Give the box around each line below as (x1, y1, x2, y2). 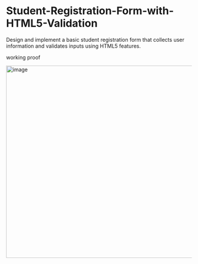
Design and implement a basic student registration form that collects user (6, 36, 184, 43)
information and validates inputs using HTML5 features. (6, 42, 141, 49)
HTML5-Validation (6, 16, 98, 30)
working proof (6, 54, 41, 61)
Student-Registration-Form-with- (6, 4, 174, 18)
